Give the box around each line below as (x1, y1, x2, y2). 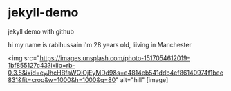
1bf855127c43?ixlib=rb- (8, 61, 75, 69)
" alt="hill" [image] (115, 75, 169, 83)
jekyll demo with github (8, 27, 75, 36)
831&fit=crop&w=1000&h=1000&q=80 (8, 75, 116, 83)
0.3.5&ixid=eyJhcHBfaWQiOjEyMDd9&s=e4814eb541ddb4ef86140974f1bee (8, 68, 224, 77)
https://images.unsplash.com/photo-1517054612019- (39, 53, 190, 62)
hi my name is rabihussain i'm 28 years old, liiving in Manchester (8, 40, 192, 49)
